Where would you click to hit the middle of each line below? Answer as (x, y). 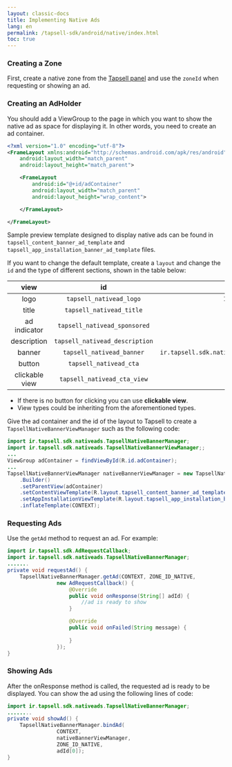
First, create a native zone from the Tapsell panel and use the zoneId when (113, 78)
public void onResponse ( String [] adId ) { (129, 596)
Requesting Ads (35, 523)
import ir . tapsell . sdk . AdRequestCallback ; (69, 551)
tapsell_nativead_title (104, 310)
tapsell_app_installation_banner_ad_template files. (81, 250)
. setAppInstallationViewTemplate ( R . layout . (83, 499)
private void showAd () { (43, 719)
